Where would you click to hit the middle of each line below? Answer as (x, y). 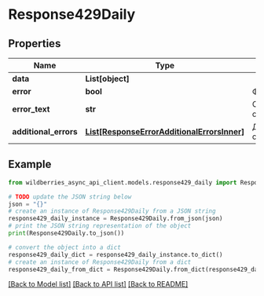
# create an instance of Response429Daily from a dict (100, 262)
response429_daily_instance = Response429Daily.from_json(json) (115, 219)
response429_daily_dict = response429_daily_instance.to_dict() (115, 254)
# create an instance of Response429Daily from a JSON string (112, 211)
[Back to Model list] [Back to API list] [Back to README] (98, 284)
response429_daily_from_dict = (59, 269)
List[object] (107, 79)
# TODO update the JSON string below (70, 197)
